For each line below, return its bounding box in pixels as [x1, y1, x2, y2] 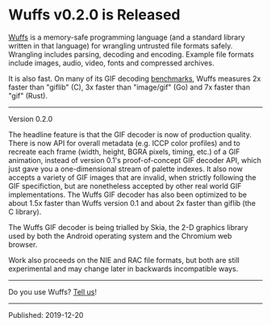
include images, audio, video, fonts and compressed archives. [8, 58, 215, 68]
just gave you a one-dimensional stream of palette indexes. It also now [8, 164, 244, 173]
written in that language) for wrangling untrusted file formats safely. [8, 40, 233, 50]
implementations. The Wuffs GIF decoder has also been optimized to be [8, 190, 248, 199]
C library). [8, 207, 42, 216]
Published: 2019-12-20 [8, 310, 84, 320]
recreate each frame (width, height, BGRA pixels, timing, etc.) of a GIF [8, 147, 240, 157]
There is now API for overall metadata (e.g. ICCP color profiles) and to [8, 138, 240, 148]
